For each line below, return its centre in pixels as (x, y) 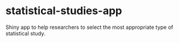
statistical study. (26, 33)
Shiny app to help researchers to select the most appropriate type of (89, 27)
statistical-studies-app (64, 11)
